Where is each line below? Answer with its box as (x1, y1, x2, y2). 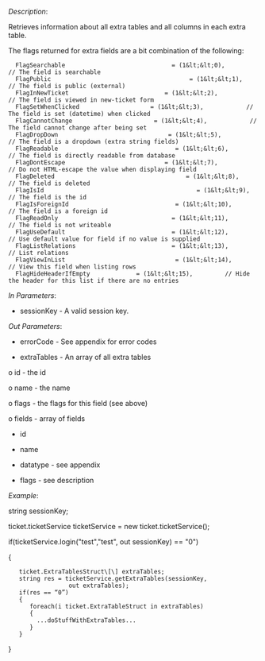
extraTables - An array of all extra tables (19, 353, 152, 361)
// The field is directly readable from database (8, 152, 176, 160)
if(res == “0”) (18, 589, 69, 597)
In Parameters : (8, 291, 57, 300)
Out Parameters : (8, 322, 63, 330)
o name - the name (8, 383, 71, 392)
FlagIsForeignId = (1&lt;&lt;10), (15, 200, 232, 208)
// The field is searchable (8, 68, 102, 76)
